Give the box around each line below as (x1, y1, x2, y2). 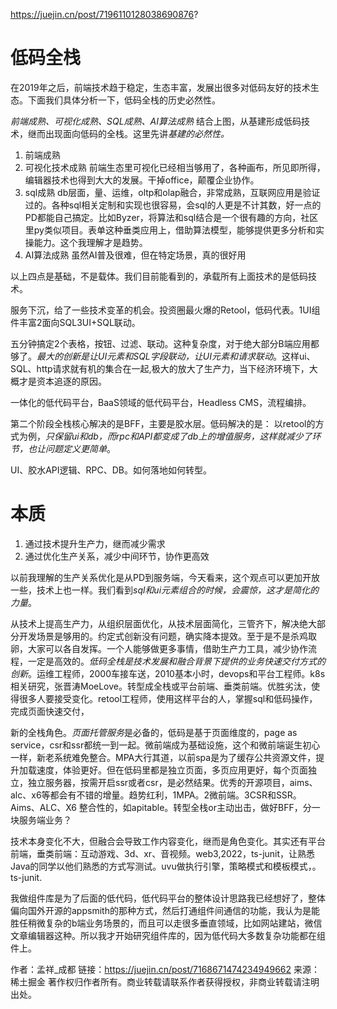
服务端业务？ (18, 814, 72, 826)
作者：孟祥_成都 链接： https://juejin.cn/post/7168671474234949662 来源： (10, 963, 320, 975)
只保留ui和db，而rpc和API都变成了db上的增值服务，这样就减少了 (45, 430, 313, 442)
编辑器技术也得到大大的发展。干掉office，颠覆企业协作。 (24, 174, 260, 186)
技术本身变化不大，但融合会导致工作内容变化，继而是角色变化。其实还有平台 (10, 835, 326, 847)
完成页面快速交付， (10, 705, 90, 717)
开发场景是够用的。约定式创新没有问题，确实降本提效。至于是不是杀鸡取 (18, 630, 317, 642)
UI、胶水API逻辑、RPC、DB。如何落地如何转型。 (10, 464, 212, 476)
